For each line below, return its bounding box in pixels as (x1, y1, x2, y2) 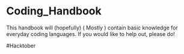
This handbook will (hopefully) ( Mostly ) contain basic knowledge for (6, 24, 179, 31)
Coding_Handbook (6, 4, 102, 18)
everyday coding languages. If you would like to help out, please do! (6, 30, 176, 37)
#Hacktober (6, 42, 36, 49)
